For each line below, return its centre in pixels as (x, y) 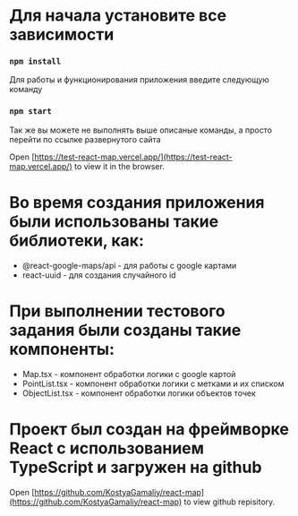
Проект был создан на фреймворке (149, 429)
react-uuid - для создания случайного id (99, 275)
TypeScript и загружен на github (136, 467)
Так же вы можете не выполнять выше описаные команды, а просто (141, 130)
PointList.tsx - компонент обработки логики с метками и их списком (153, 383)
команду (26, 90)
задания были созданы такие (125, 330)
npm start (30, 112)
